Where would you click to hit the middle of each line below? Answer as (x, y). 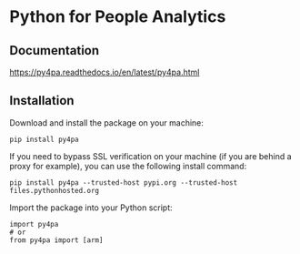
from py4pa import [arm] (56, 240)
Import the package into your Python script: (91, 208)
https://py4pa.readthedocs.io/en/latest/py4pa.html (105, 72)
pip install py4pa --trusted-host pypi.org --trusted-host (124, 183)
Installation (42, 101)
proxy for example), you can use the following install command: (128, 166)
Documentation (55, 51)
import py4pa (34, 224)
